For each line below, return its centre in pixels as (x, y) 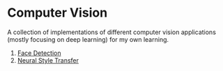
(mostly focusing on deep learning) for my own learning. (88, 39)
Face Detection (39, 53)
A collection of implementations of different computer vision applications (111, 32)
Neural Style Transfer (48, 60)
